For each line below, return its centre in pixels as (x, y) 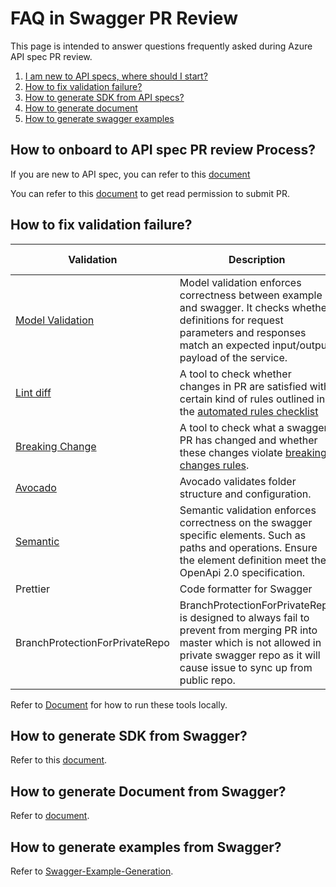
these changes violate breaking (253, 452)
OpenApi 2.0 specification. (242, 572)
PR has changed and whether (248, 440)
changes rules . (214, 465)
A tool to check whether (235, 374)
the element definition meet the (253, 560)
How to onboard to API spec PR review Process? (163, 150)
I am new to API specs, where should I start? (116, 76)
